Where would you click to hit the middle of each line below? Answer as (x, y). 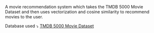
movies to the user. (24, 17)
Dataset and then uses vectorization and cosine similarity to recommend (77, 12)
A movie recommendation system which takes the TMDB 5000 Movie (74, 7)
